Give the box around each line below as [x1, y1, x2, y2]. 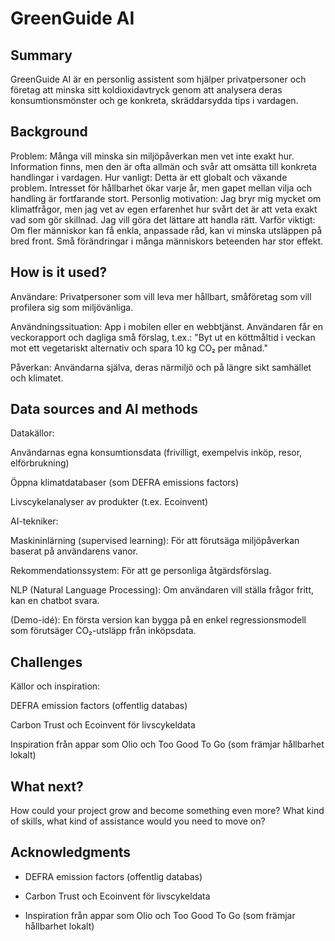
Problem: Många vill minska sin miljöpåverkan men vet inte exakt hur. [10, 150, 295, 162]
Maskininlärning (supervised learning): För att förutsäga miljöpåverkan [10, 535, 300, 547]
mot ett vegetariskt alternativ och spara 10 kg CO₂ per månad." [10, 342, 268, 354]
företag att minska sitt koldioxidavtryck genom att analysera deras [10, 84, 283, 96]
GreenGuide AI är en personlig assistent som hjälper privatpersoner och [10, 73, 307, 85]
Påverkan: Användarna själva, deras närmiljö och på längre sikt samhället [10, 361, 312, 373]
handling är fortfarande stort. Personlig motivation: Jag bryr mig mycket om [10, 192, 322, 204]
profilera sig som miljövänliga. [10, 301, 134, 313]
